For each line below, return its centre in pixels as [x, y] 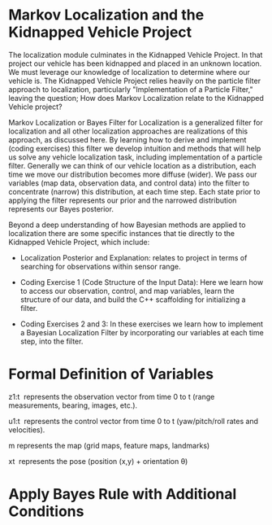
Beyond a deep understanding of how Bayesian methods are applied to [127, 225]
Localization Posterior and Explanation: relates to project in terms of [134, 257]
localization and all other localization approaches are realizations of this [128, 131]
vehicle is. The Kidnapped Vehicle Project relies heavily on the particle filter [135, 81]
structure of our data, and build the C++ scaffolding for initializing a [133, 300]
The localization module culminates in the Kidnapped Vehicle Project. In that [136, 55]
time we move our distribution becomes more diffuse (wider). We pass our [133, 174]
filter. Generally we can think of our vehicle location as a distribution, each [132, 165]
